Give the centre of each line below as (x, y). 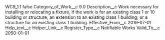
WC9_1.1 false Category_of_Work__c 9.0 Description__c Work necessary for (82, 7)
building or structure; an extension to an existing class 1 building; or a (76, 17)
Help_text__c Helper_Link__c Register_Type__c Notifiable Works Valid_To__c (82, 28)
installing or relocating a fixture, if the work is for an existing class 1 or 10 (80, 12)
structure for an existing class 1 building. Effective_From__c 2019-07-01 (78, 22)
